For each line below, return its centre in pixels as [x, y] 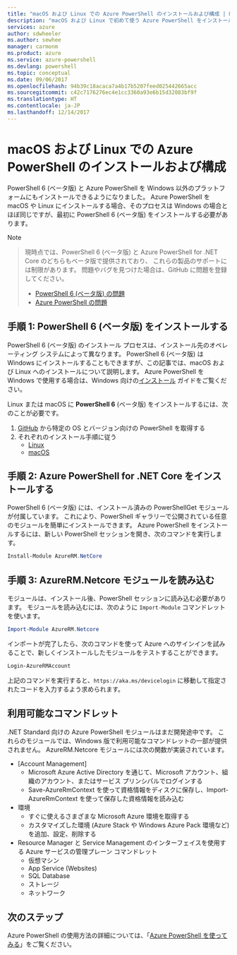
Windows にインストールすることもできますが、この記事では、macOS [109, 362]
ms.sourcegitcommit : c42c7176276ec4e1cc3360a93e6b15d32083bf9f [102, 92]
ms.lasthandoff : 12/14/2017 [49, 112]
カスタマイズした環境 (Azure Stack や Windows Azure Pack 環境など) [129, 825]
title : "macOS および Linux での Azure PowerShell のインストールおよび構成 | [117, 14]
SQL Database [49, 875]
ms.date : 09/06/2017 [38, 79]
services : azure [31, 27]
